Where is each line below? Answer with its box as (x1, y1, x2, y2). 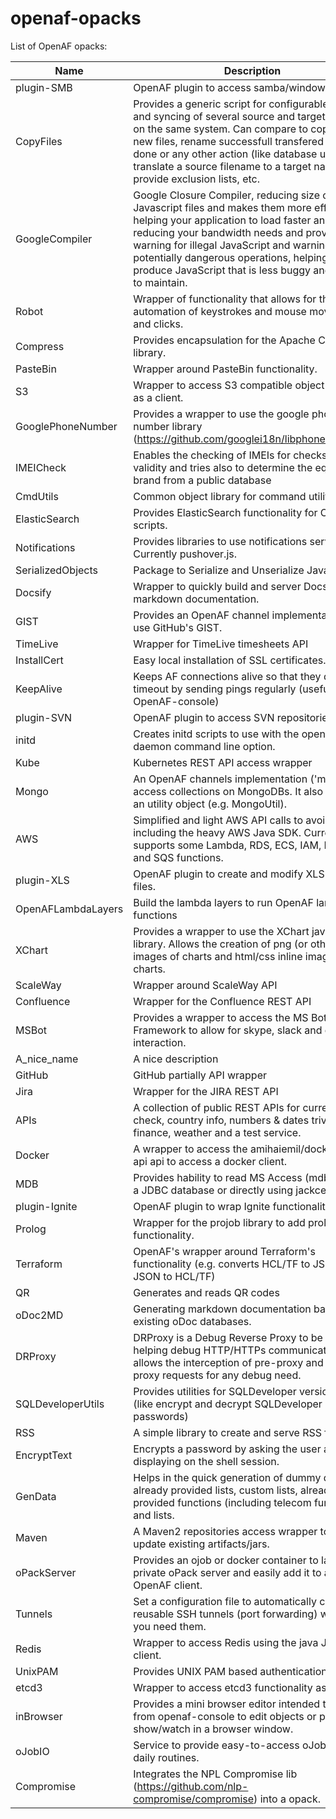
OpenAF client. (133, 1578, 203, 1592)
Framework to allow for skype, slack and (133, 1023, 323, 1037)
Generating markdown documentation (133, 1302, 312, 1316)
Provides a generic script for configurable (133, 97, 329, 111)
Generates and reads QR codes (133, 1285, 280, 1299)
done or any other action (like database (133, 147, 318, 161)
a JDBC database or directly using (133, 1183, 294, 1197)
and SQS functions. (133, 850, 224, 864)
